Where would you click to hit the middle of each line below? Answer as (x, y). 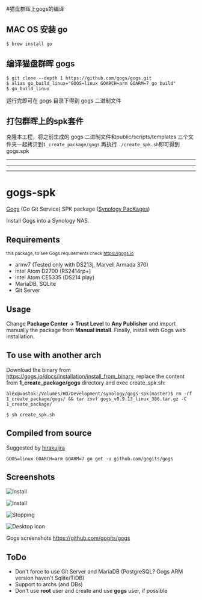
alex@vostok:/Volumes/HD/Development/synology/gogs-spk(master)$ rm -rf (99, 394)
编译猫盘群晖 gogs (41, 64)
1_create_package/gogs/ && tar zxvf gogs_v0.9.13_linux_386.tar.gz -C (96, 399)
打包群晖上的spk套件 (45, 121)
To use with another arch (54, 355)
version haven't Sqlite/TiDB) (50, 578)
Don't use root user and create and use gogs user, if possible (91, 591)
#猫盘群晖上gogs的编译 (35, 9)
